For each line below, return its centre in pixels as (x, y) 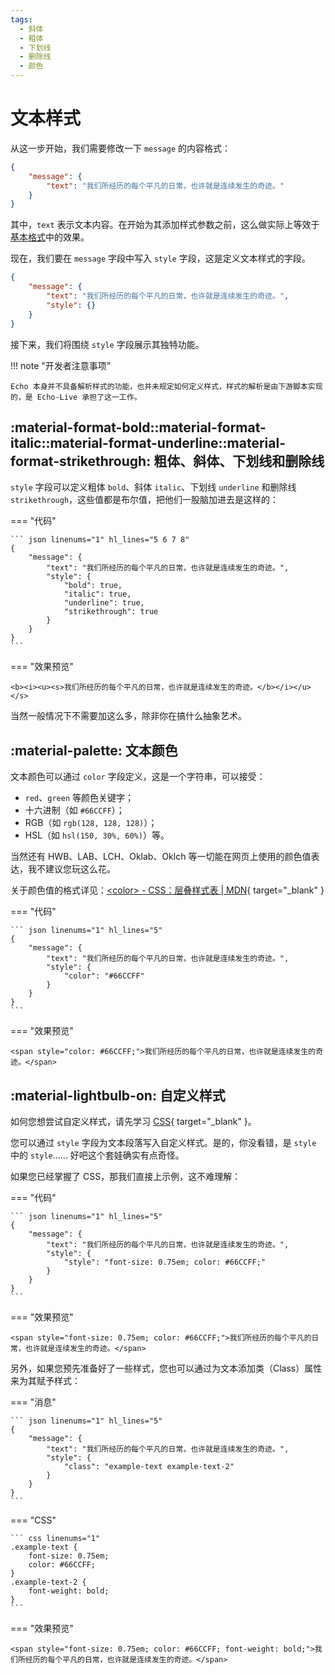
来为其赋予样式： (45, 1380)
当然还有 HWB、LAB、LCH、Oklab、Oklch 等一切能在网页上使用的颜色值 (161, 857)
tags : (21, 19)
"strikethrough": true (111, 612)
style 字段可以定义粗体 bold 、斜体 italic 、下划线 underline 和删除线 (153, 487)
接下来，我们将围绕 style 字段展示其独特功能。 (107, 344)
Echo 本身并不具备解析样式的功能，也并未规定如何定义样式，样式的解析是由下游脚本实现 (166, 386)
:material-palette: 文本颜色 (94, 750)
